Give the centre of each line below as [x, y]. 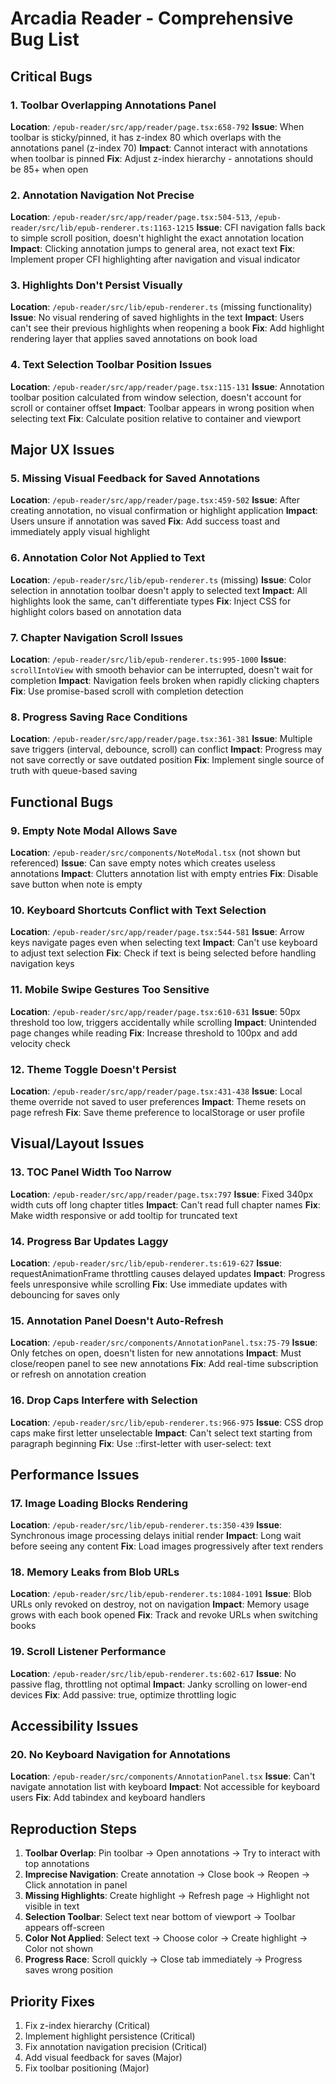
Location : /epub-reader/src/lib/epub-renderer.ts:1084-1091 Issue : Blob [161, 1594]
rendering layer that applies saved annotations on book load [134, 339]
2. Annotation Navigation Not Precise [102, 195]
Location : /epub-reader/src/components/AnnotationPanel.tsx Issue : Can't [163, 1776]
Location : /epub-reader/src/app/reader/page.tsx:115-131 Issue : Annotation [167, 386]
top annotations [57, 1864]
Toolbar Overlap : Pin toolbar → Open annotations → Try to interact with [172, 1853]
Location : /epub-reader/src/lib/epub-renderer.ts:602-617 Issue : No [153, 1673]
